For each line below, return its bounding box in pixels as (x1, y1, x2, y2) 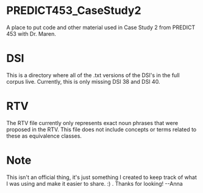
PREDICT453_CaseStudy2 (6, 4, 141, 18)
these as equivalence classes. (6, 132, 82, 140)
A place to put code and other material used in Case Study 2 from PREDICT (6, 24, 196, 31)
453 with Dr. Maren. (6, 30, 57, 37)
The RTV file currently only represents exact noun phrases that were (6, 119, 179, 126)
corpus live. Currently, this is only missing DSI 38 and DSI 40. (6, 78, 160, 85)
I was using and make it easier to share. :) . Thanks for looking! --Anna (6, 180, 183, 187)
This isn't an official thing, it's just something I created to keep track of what (6, 174, 197, 181)
